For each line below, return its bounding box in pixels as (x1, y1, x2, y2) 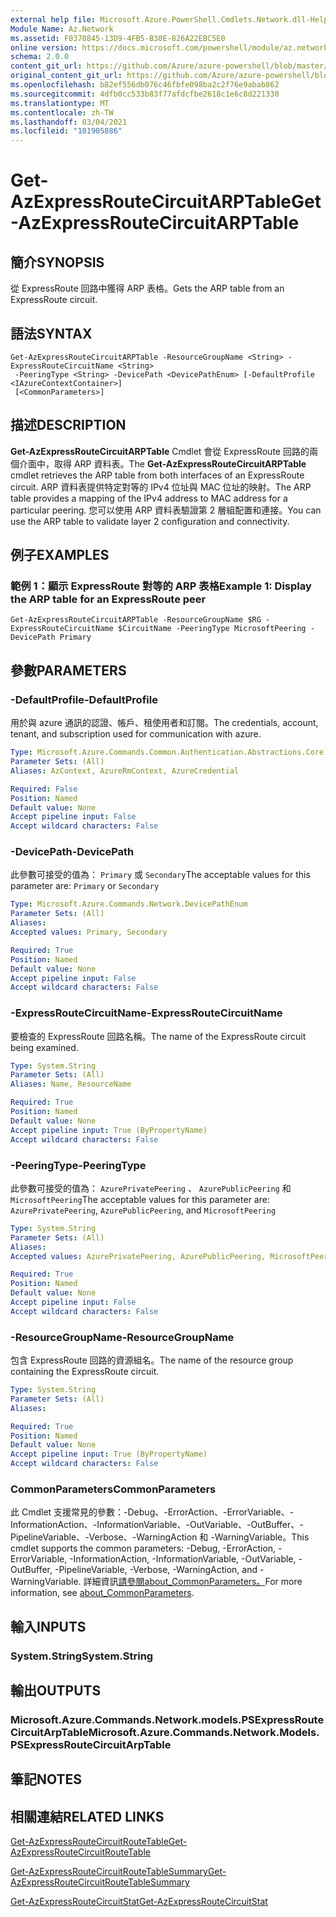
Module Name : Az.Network (10, 24, 114, 34)
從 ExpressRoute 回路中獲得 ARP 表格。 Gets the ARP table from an (10, 282, 285, 295)
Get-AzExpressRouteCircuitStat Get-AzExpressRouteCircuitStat (10, 1896, 268, 1908)
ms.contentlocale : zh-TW (10, 107, 114, 118)
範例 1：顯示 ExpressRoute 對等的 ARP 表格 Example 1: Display (10, 579, 312, 593)
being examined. (10, 1041, 79, 1053)
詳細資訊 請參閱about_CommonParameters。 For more (83, 1576, 303, 1588)
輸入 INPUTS (10, 1618, 87, 1635)
